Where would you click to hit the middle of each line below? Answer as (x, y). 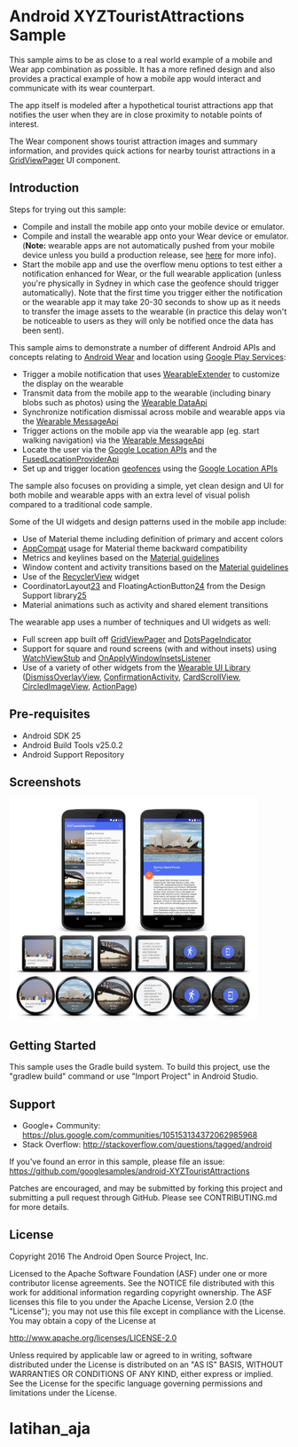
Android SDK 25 (51, 735)
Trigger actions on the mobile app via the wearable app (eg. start (141, 430)
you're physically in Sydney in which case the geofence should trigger (150, 283)
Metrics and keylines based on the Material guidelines (121, 557)
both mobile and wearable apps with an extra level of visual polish (129, 495)
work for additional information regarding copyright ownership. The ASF (141, 1292)
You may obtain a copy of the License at (83, 1320)
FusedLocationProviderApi (71, 459)
